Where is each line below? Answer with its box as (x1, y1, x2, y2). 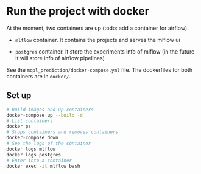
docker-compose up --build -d (6, 112, 83, 118)
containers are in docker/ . (6, 72, 71, 80)
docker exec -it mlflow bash (6, 163, 80, 169)
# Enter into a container (6, 157, 72, 164)
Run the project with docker (6, 4, 149, 18)
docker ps (6, 124, 32, 130)
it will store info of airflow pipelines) (15, 54, 105, 61)
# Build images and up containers (6, 106, 94, 113)
